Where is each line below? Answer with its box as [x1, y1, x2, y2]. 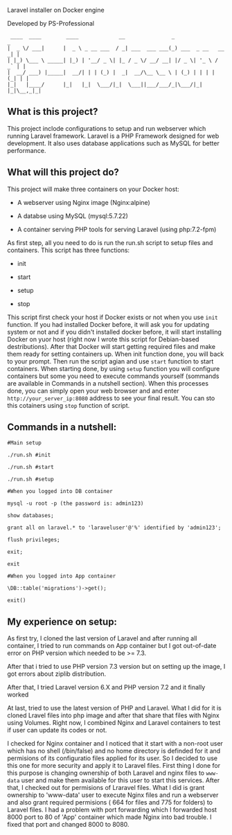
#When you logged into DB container [7, 488, 113, 495]
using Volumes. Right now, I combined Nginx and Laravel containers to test [7, 719, 221, 727]
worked [7, 690, 29, 699]
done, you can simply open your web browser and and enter [7, 386, 179, 395]
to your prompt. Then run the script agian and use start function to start [7, 357, 214, 366]
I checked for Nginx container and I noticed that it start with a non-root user [7, 739, 224, 748]
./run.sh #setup [7, 476, 54, 483]
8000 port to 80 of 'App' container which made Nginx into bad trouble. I [7, 813, 212, 821]
